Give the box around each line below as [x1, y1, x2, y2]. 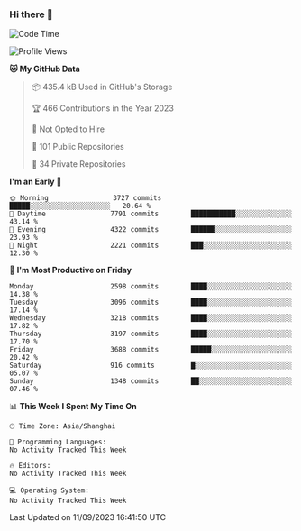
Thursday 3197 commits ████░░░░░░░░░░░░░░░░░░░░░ [9, 329, 293, 339]
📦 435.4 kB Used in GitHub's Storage [31, 81, 173, 93]
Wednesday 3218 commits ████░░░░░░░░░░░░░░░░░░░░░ [9, 314, 293, 323]
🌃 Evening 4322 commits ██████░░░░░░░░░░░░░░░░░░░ [9, 225, 293, 234]
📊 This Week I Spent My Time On [9, 401, 137, 412]
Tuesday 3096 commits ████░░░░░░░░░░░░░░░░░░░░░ [9, 298, 293, 307]
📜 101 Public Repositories [31, 142, 124, 152]
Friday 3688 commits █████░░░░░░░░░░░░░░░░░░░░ [9, 345, 293, 354]
